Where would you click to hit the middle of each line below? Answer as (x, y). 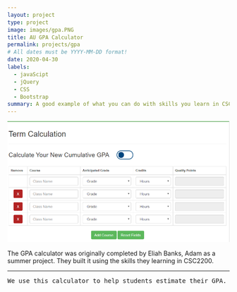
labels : (19, 67)
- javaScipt (31, 74)
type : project (28, 22)
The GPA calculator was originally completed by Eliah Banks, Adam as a (111, 253)
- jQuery (26, 82)
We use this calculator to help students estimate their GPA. (117, 281)
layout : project (31, 15)
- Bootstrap (31, 97)
